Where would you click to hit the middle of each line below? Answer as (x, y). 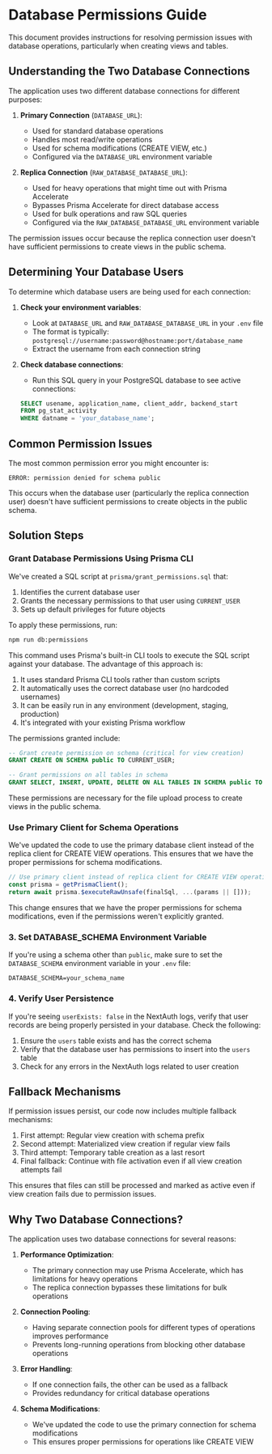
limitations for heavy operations (85, 1279)
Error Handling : (46, 1369)
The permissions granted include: (64, 738)
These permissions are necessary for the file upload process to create (125, 798)
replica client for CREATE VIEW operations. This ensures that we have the (131, 854)
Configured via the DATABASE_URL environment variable (122, 156)
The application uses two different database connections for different (124, 91)
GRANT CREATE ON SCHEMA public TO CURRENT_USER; (92, 761)
